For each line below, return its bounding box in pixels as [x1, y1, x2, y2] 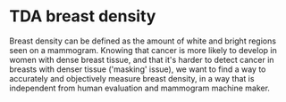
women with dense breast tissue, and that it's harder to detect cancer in [9, 54, 274, 65]
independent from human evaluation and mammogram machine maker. [9, 82, 271, 93]
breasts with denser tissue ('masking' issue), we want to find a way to [9, 64, 266, 75]
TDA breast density [9, 6, 156, 27]
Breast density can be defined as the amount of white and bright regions [9, 35, 277, 46]
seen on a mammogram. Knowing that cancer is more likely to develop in [9, 44, 277, 55]
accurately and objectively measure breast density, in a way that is [9, 73, 255, 83]
